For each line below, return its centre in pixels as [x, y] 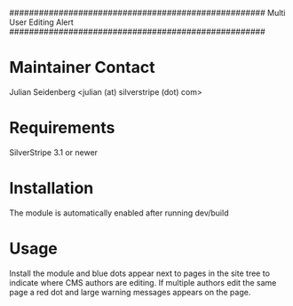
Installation [51, 188]
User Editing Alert [41, 22]
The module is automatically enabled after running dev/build [119, 213]
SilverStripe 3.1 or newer [54, 152]
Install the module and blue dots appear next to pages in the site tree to [140, 273]
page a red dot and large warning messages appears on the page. [130, 292]
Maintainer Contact [82, 68]
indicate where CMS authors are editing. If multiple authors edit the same [143, 282]
